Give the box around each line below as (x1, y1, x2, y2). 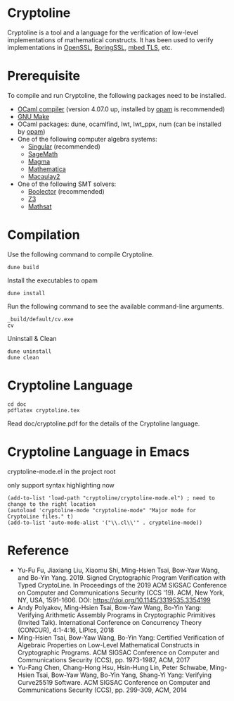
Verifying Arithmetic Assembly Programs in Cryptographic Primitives (17, 611, 216, 619)
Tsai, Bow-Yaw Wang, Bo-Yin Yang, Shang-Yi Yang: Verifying (36, 671, 212, 679)
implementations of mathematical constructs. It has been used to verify (7, 35, 214, 44)
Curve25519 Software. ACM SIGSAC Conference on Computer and (17, 678, 211, 686)
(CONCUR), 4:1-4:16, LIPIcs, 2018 (17, 626, 115, 634)
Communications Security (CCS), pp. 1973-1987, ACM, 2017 (17, 655, 190, 664)
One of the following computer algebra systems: (17, 135, 157, 143)
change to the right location (7, 500, 96, 508)
